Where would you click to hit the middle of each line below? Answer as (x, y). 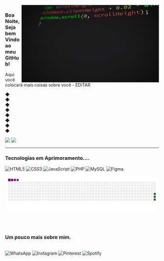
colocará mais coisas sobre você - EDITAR (48, 85)
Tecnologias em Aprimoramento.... (47, 158)
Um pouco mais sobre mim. (38, 238)
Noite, (12, 21)
